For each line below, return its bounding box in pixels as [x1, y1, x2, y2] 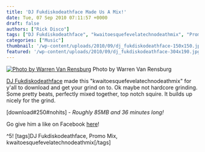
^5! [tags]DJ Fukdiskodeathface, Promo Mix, [6, 132, 118, 139]
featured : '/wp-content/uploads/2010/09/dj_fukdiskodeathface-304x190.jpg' [6, 49, 203, 55]
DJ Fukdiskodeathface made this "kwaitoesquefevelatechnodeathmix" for [6, 77, 192, 84]
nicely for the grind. [6, 96, 56, 104]
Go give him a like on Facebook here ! [6, 120, 99, 128]
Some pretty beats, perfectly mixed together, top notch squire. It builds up [6, 90, 193, 98]
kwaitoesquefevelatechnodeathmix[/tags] [6, 139, 111, 146]
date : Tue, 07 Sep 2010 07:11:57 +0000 [6, 15, 108, 21]
